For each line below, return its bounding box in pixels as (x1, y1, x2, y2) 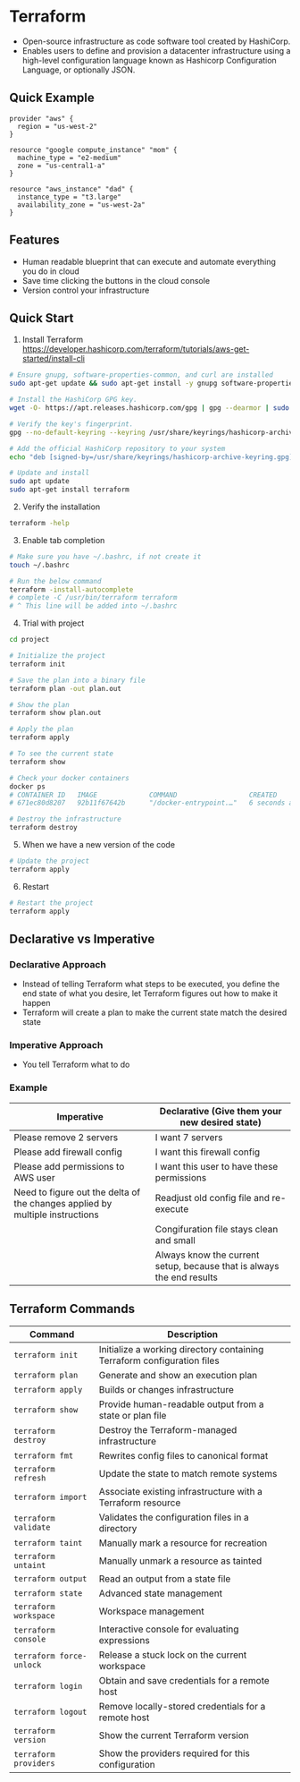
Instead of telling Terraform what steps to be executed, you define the (21, 978, 280, 990)
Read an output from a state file (98, 1573, 231, 1585)
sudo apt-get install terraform (9, 485, 129, 494)
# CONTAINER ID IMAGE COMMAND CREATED (9, 790, 278, 799)
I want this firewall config (154, 1146, 261, 1158)
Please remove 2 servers (13, 1130, 119, 1143)
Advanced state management (98, 1587, 223, 1599)
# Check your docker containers (9, 773, 129, 782)
